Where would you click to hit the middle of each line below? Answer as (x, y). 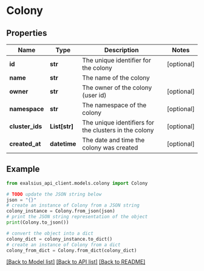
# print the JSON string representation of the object (77, 217)
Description (121, 50)
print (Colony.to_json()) (38, 222)
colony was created (110, 148)
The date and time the (113, 140)
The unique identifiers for (118, 122)
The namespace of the (114, 105)
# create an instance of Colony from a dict (63, 245)
